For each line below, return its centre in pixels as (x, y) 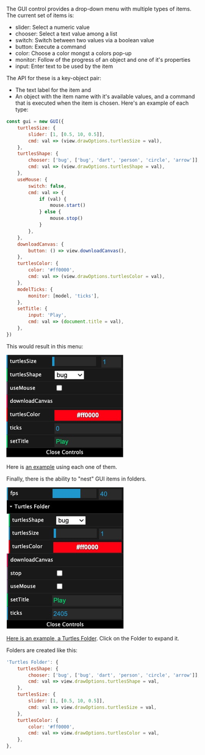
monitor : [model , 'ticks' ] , (64, 296)
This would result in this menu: (45, 346)
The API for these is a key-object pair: (54, 78)
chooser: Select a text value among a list (66, 34)
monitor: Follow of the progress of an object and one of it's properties (103, 60)
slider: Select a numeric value (52, 27)
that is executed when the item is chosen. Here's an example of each (102, 103)
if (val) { (53, 199)
